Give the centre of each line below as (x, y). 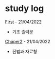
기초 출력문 (23, 31)
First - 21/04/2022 (23, 22)
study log (25, 8)
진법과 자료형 (25, 51)
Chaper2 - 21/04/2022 (27, 41)
